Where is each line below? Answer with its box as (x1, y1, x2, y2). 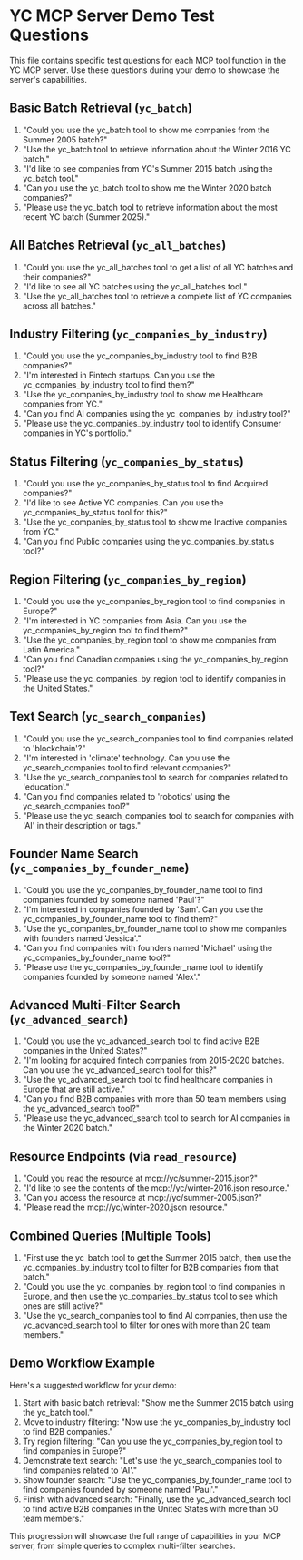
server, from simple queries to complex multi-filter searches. (9, 1540, 236, 1551)
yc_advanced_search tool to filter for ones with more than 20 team (22, 1320, 271, 1330)
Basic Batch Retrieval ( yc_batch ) (9, 101, 193, 116)
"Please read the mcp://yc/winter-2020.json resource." (22, 1202, 229, 1212)
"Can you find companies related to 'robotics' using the (22, 790, 230, 801)
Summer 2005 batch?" (22, 133, 108, 145)
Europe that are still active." (22, 1084, 125, 1094)
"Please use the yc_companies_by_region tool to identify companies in (22, 673, 286, 683)
